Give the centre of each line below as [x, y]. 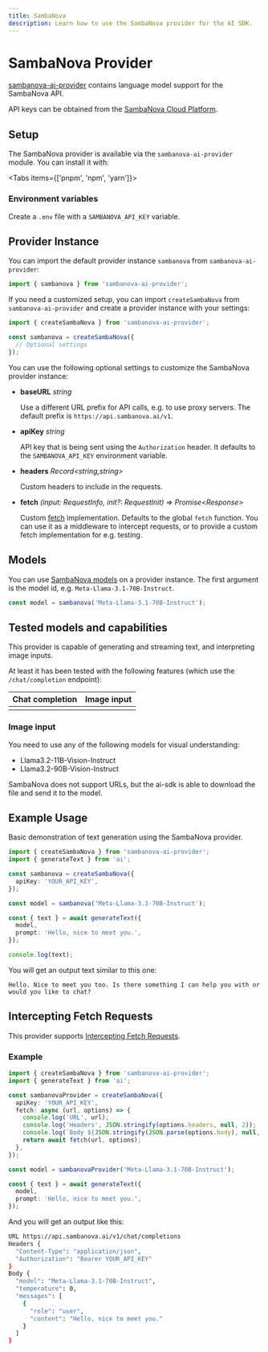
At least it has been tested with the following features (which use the [122, 671]
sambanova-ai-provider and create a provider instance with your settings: [129, 308]
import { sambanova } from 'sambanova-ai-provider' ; [98, 284]
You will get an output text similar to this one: [83, 970]
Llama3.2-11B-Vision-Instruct [68, 760]
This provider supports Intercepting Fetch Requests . [94, 1035]
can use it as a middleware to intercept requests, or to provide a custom [139, 526]
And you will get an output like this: [66, 1222]
